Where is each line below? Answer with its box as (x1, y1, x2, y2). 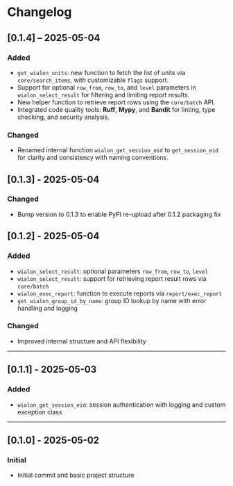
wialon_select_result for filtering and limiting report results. (17, 90, 190, 99)
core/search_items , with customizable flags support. (17, 76, 169, 84)
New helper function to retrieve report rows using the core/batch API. (17, 98, 216, 106)
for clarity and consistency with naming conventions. (17, 154, 169, 162)
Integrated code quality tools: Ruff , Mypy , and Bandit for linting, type (17, 105, 216, 113)
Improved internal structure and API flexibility (17, 337, 147, 345)
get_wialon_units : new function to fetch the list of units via (17, 68, 186, 76)
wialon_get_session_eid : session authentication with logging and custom (17, 400, 226, 409)
